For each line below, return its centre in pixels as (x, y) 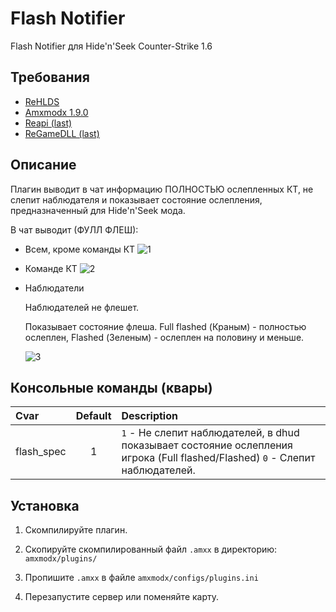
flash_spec (41, 452)
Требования (50, 77)
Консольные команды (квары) (111, 387)
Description (149, 416)
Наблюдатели (54, 288)
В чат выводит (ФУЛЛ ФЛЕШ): (74, 229)
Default (93, 416)
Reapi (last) (48, 123)
